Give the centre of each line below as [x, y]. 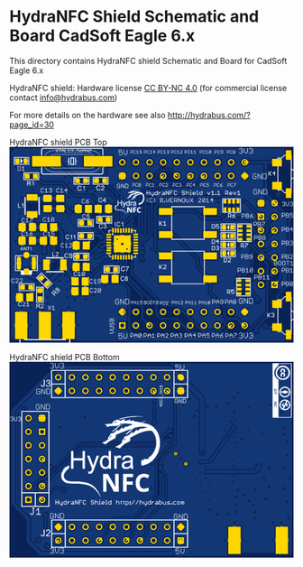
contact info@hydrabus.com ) [64, 98]
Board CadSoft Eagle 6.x [102, 36]
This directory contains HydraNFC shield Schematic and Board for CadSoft [148, 60]
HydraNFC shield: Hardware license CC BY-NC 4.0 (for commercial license [148, 88]
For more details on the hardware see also [87, 115]
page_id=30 [32, 125]
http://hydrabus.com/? [209, 115]
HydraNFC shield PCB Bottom [64, 358]
